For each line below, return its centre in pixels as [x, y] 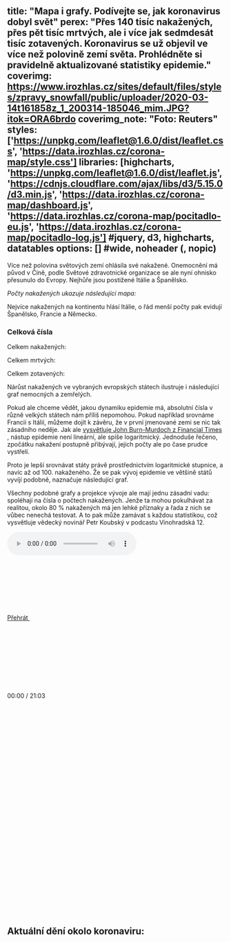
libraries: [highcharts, [127, 163]
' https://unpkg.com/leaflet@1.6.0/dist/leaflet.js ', [115, 173]
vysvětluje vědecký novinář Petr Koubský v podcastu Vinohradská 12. [106, 522]
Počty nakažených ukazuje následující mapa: [72, 293]
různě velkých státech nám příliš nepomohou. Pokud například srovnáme [111, 415]
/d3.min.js [30, 195]
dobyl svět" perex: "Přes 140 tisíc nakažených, [110, 22]
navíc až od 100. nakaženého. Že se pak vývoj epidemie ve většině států [110, 473]
